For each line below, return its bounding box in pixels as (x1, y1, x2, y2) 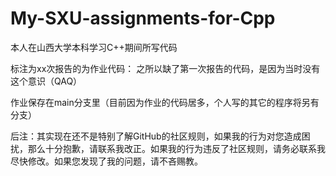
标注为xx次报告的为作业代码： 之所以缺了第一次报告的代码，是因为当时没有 (10, 62, 321, 74)
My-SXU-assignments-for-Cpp (10, 7, 276, 30)
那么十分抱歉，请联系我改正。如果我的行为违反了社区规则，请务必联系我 (27, 142, 326, 154)
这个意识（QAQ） (10, 75, 83, 87)
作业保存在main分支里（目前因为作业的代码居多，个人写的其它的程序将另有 (10, 96, 320, 108)
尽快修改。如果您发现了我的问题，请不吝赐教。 (10, 155, 203, 167)
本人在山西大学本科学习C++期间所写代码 (10, 41, 178, 53)
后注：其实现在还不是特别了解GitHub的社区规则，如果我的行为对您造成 (10, 130, 302, 142)
